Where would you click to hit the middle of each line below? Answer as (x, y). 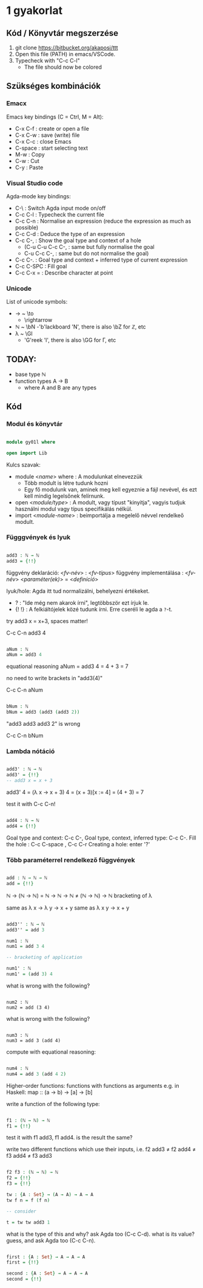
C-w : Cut (27, 161)
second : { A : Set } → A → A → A (47, 1273)
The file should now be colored (63, 67)
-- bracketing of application (45, 958)
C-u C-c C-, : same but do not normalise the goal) (86, 253)
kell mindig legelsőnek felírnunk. (64, 496)
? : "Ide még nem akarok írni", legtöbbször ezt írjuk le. (82, 602)
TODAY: (21, 359)
